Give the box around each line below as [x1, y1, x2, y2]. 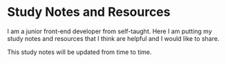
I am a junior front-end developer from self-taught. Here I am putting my [7, 27, 212, 35]
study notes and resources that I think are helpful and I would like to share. [7, 34, 220, 42]
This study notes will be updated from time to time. [7, 48, 152, 56]
